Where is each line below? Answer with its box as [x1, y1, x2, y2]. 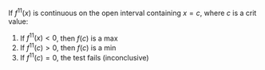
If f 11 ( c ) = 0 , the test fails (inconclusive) [19, 51, 149, 62]
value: [8, 16, 29, 26]
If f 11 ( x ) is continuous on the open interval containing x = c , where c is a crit [8, 7, 257, 17]
